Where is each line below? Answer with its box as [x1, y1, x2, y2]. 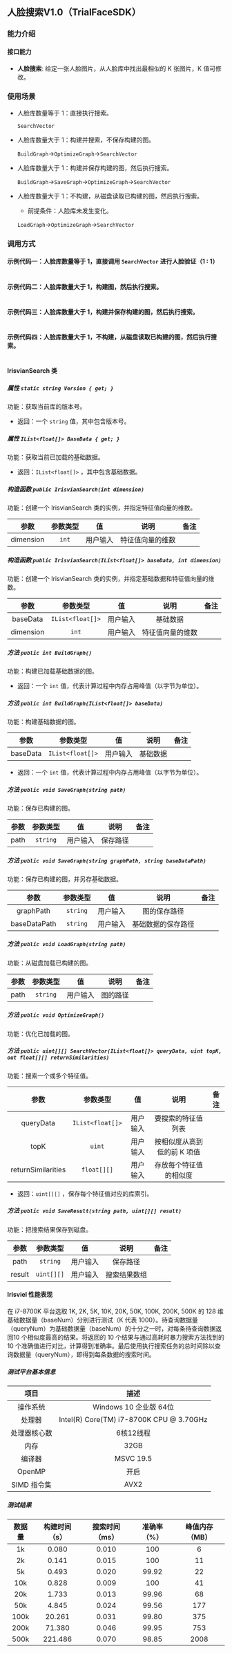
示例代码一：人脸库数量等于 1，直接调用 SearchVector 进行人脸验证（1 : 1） [7, 257, 219, 266]
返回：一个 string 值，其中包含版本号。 [17, 417, 130, 425]
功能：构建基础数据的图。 [7, 717, 80, 726]
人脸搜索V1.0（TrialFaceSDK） [7, 6, 142, 19]
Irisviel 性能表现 [7, 1291, 53, 1299]
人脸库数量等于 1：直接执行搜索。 [17, 109, 113, 117]
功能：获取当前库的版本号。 [7, 403, 86, 411]
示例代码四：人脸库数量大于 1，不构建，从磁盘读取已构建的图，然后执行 [7, 333, 211, 341]
